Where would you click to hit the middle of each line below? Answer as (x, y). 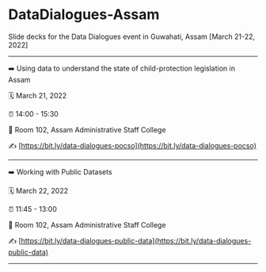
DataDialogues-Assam (84, 15)
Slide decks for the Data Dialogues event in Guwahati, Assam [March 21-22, (132, 36)
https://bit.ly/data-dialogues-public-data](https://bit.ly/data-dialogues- (136, 240)
